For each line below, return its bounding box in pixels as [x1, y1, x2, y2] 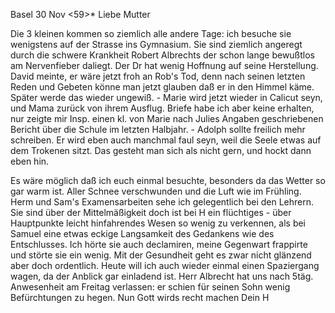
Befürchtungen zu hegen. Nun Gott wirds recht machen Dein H [10, 292, 270, 303]
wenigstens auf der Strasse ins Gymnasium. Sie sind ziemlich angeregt [10, 39, 303, 50]
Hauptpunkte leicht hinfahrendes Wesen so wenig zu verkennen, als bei [10, 217, 307, 229]
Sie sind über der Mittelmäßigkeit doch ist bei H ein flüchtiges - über [10, 207, 292, 218]
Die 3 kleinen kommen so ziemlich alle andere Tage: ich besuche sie [10, 28, 292, 39]
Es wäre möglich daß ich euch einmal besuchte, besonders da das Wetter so [10, 175, 326, 186]
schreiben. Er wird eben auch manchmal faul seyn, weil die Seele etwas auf [10, 134, 322, 146]
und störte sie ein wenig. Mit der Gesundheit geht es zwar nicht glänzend [10, 249, 312, 261]
